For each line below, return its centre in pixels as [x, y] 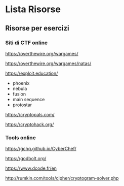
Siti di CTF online [27, 43]
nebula [20, 88]
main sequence [29, 99]
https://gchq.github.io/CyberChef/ [41, 149]
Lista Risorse [33, 9]
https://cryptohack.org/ [30, 124]
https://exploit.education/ [32, 73]
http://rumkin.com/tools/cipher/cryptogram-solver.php [62, 178]
